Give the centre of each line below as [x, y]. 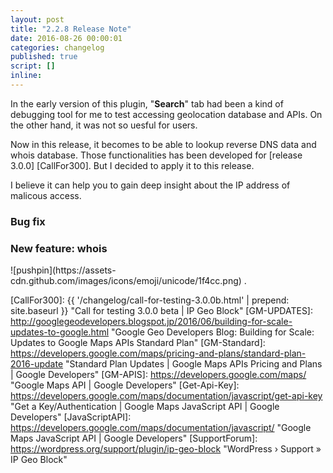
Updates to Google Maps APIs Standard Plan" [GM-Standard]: [138, 343]
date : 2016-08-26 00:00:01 [66, 38]
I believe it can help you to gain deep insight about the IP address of [150, 185]
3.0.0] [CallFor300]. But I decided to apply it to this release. [132, 165]
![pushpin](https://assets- [63, 270]
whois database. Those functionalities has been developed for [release [156, 155]
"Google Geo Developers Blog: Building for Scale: [213, 332]
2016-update [37, 364]
